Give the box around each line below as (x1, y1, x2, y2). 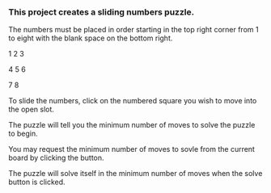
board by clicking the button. (8, 153, 104, 163)
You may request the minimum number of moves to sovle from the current (8, 145, 255, 154)
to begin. (8, 128, 38, 139)
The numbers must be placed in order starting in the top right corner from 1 (8, 25, 259, 35)
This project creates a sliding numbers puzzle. (8, 6, 195, 18)
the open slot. (8, 104, 55, 115)
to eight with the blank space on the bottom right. (8, 33, 173, 43)
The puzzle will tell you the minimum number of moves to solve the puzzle (8, 120, 256, 130)
